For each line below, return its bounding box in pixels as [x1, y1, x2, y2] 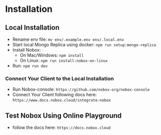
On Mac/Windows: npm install [19, 52, 84, 58]
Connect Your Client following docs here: [12, 92, 97, 98]
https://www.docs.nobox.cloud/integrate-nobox [12, 98, 111, 103]
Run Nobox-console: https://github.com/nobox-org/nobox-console [12, 86, 150, 92]
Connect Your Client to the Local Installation [5, 75, 114, 82]
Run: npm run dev [12, 63, 48, 68]
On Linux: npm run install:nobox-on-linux [19, 58, 108, 63]
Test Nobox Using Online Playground [5, 111, 122, 120]
